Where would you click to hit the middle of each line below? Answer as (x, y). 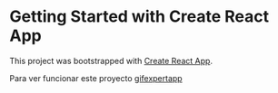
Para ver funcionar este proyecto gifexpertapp (96, 78)
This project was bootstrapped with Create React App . (111, 60)
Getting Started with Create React (139, 17)
